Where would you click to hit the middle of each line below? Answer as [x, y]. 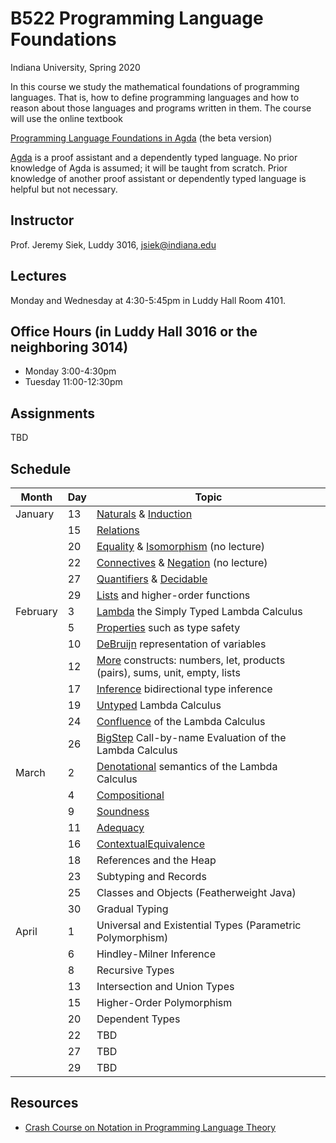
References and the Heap [156, 860]
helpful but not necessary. [64, 189]
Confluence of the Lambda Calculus [181, 721]
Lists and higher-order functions [173, 595]
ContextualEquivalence [151, 844]
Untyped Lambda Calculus [159, 705]
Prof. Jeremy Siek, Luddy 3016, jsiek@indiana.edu [113, 244]
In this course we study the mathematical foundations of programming [155, 86]
